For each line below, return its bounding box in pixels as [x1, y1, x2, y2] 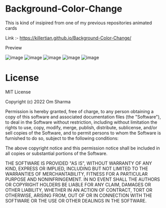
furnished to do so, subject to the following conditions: [5, 135, 119, 141]
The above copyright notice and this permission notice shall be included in [5, 145, 160, 151]
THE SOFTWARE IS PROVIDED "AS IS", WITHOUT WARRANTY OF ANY [5, 160, 152, 166]
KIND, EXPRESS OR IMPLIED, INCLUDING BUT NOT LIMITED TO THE [5, 165, 148, 172]
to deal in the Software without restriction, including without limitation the [5, 119, 157, 125]
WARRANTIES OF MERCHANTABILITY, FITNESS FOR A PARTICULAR [5, 171, 148, 177]
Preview [5, 44, 22, 50]
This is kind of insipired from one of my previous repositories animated [5, 20, 152, 26]
